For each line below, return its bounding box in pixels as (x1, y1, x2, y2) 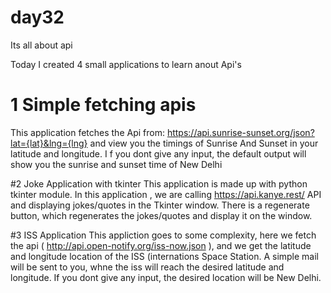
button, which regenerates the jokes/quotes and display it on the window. (10, 209, 313, 221)
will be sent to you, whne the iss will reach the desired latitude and (10, 261, 285, 273)
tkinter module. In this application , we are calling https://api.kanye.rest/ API (10, 188, 322, 200)
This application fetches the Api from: (10, 126, 165, 138)
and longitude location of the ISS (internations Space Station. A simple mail (10, 250, 320, 262)
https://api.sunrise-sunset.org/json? (166, 126, 315, 138)
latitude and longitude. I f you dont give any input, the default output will (10, 147, 307, 160)
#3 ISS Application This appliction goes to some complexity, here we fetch (10, 229, 317, 241)
